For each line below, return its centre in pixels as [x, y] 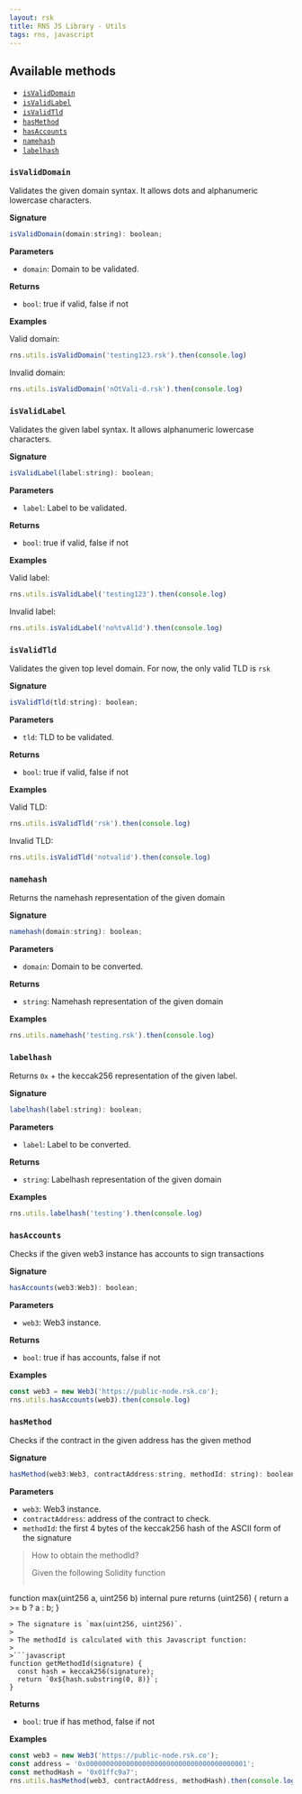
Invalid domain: [37, 373]
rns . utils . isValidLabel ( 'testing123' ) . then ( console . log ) [118, 595]
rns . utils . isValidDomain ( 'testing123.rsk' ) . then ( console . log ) [128, 356]
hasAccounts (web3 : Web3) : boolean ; [74, 1288]
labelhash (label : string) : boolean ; [76, 1110]
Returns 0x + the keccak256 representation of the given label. [124, 1076]
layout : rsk [31, 18]
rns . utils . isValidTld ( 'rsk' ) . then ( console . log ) [100, 824]
